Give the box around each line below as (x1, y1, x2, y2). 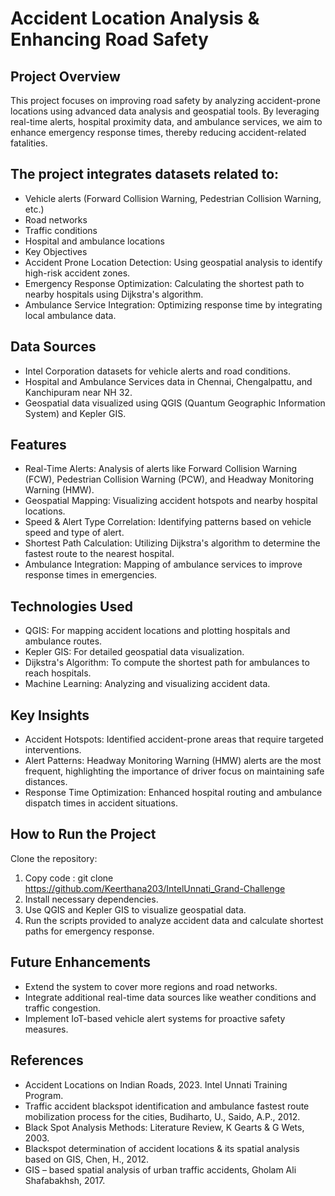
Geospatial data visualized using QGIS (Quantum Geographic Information (24, 397, 326, 409)
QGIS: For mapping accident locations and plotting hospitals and (24, 625, 291, 637)
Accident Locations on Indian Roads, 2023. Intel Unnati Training (24, 1078, 288, 1091)
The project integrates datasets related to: (10, 166, 280, 183)
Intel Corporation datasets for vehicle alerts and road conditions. (24, 365, 292, 377)
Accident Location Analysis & (10, 7, 260, 30)
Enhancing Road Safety (10, 28, 209, 51)
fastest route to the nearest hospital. (24, 548, 175, 560)
